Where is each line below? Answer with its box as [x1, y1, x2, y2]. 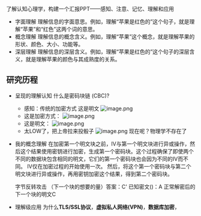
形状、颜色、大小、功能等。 [14, 41, 84, 48]
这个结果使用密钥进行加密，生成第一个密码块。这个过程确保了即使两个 [20, 147, 194, 155]
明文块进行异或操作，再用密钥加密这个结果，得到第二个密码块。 [14, 170, 173, 177]
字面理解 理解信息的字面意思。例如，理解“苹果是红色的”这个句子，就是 [14, 18, 190, 25]
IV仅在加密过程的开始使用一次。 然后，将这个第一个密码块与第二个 [26, 162, 192, 170]
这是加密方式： [23, 112, 61, 119]
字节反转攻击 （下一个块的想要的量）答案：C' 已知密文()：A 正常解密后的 [14, 183, 196, 190]
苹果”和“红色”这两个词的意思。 [22, 26, 98, 32]
